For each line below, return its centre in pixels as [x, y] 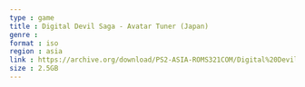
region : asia [36, 52]
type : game [32, 18]
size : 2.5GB [34, 69]
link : [22, 60]
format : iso [34, 43]
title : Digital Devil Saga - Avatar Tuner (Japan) [109, 26]
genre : [24, 34]
